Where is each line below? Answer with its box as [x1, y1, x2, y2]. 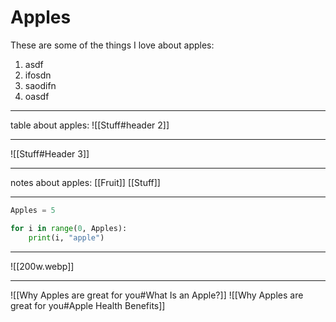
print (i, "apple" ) [28, 232, 105, 243]
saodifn [24, 79, 57, 91]
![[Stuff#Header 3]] [10, 147, 90, 160]
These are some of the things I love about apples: [10, 39, 215, 51]
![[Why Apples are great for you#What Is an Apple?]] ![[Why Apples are [10, 289, 304, 301]
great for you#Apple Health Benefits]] [10, 299, 166, 311]
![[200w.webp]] [10, 260, 75, 272]
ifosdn [24, 69, 52, 81]
